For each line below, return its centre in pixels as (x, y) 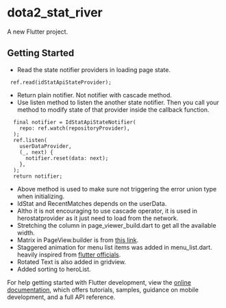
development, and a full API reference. (61, 297)
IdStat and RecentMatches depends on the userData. (92, 203)
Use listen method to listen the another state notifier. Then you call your (118, 102)
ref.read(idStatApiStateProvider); (61, 82)
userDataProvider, (46, 146)
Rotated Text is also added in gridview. (72, 261)
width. (26, 233)
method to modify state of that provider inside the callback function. (113, 109)
